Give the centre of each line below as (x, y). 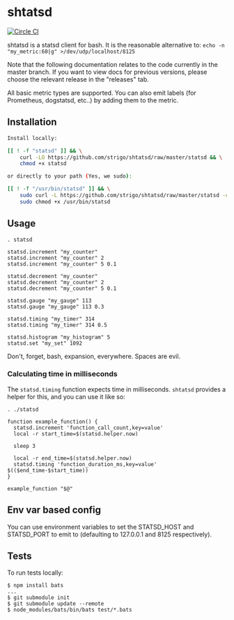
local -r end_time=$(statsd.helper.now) (73, 458)
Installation (32, 122)
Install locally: (32, 138)
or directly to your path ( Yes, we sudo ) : (70, 176)
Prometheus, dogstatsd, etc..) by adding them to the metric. (93, 100)
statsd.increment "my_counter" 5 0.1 (62, 264)
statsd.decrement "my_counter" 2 (56, 282)
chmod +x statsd (44, 164)
